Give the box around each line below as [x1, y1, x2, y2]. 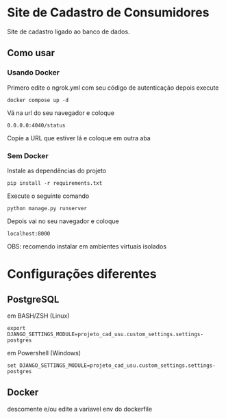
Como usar [7, 47, 55, 59]
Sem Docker [7, 151, 49, 160]
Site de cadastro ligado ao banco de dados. [7, 27, 130, 36]
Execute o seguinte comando [7, 192, 90, 200]
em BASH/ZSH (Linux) [7, 312, 70, 320]
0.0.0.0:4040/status [7, 122, 66, 129]
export [7, 325, 26, 331]
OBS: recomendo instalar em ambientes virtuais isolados [7, 242, 166, 251]
